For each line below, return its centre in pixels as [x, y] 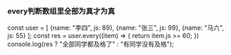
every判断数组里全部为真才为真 [61, 11]
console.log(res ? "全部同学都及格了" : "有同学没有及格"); [91, 44]
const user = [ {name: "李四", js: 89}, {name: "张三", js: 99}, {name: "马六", [116, 28]
